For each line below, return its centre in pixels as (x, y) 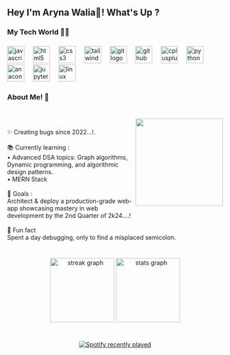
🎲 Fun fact (22, 230)
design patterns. (30, 172)
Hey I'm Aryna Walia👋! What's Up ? (83, 13)
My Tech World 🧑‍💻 (38, 32)
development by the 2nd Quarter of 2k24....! (69, 216)
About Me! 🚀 (28, 97)
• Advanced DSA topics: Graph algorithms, (67, 157)
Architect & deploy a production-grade (62, 201)
